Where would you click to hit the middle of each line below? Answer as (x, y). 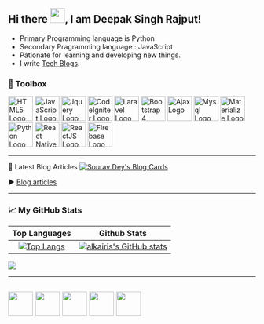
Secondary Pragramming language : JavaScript (96, 46)
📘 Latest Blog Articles (43, 167)
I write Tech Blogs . (49, 63)
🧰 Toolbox (27, 83)
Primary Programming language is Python (87, 38)
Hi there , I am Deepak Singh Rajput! (105, 19)
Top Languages (42, 234)
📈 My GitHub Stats (45, 210)
